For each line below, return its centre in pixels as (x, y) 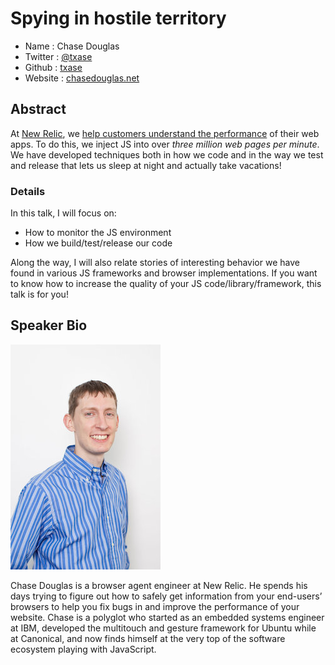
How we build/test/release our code (98, 243)
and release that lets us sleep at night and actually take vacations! (146, 165)
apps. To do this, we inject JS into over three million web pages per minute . (165, 144)
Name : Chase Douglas (72, 46)
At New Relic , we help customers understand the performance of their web (165, 133)
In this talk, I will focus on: (63, 213)
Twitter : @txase (58, 56)
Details (28, 191)
